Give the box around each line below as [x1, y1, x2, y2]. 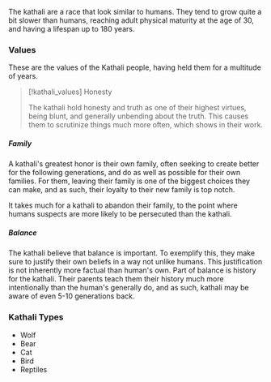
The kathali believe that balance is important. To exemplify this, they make [8, 248, 256, 258]
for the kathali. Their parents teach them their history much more [8, 274, 224, 284]
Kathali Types [8, 311, 64, 323]
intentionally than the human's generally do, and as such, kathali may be [8, 283, 249, 293]
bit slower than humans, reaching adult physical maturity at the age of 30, [8, 15, 255, 25]
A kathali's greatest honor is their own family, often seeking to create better [8, 159, 260, 169]
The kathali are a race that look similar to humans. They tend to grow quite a [8, 7, 262, 16]
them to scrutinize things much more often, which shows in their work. [28, 120, 263, 130]
